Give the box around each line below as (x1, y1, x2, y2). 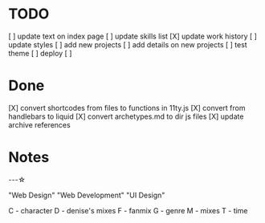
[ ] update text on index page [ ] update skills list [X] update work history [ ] (8, 31, 257, 41)
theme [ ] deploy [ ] (8, 48, 72, 58)
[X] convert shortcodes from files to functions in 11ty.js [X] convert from (8, 103, 246, 112)
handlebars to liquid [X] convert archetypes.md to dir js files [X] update (8, 111, 244, 121)
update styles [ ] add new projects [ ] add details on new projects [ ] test (8, 39, 247, 49)
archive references (8, 120, 71, 129)
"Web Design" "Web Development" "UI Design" (8, 190, 165, 200)
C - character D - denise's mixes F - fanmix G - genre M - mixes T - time (8, 205, 248, 215)
